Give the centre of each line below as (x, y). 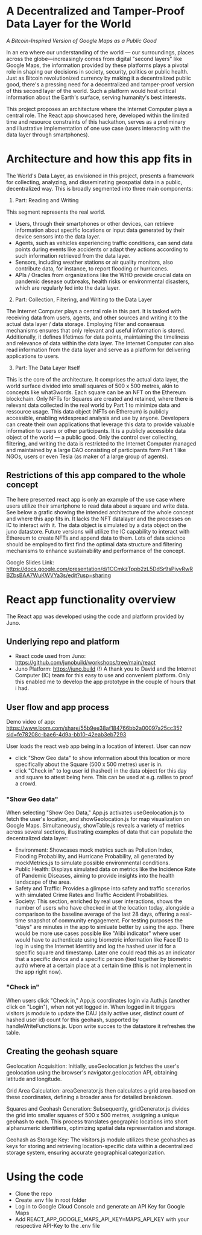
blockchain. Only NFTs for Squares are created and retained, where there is (100, 398)
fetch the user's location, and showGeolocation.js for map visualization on (98, 819)
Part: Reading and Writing (47, 200)
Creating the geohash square (62, 1052)
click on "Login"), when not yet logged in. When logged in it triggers (91, 1007)
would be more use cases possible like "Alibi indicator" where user (98, 933)
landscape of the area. (43, 882)
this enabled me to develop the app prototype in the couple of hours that (105, 682)
